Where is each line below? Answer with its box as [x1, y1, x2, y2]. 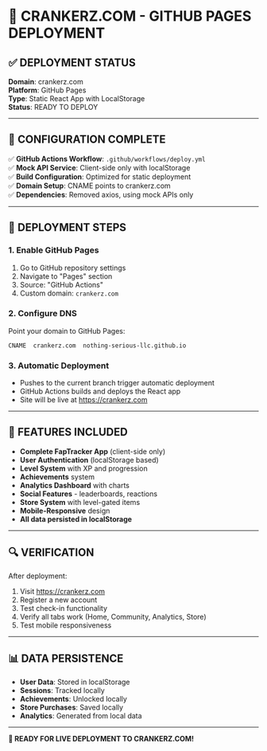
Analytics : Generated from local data [19, 710, 142, 720]
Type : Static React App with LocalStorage [8, 94, 145, 103]
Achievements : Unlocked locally [19, 694, 127, 703]
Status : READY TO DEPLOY [8, 103, 99, 111]
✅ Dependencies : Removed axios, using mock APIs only [8, 190, 194, 199]
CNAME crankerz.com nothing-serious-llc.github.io [8, 342, 187, 350]
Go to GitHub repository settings [19, 263, 126, 272]
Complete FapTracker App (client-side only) [19, 446, 166, 456]
